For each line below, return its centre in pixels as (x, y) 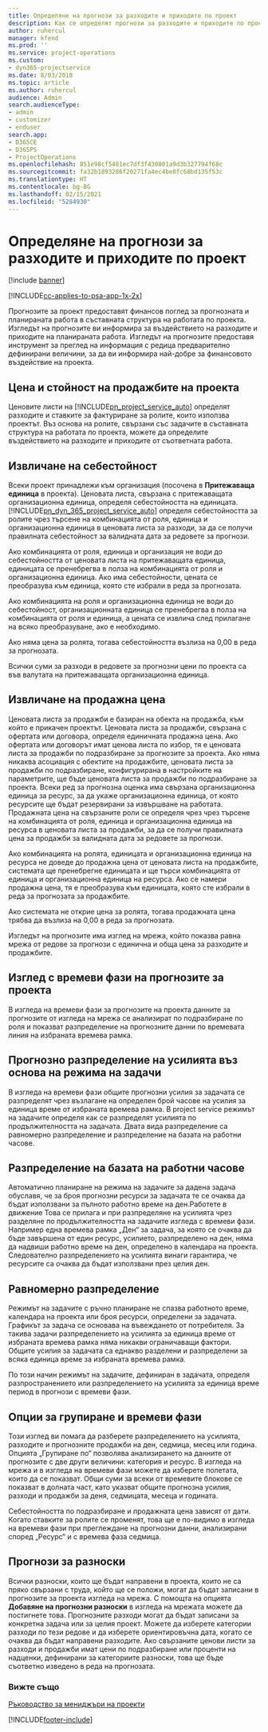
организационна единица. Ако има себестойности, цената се (113, 578)
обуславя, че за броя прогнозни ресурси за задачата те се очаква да (127, 1196)
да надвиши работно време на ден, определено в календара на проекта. (133, 1247)
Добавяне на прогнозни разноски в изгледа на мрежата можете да (126, 1606)
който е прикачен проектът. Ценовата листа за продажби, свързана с (128, 727)
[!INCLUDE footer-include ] (51, 1720)
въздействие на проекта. (51, 362)
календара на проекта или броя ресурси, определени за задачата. (122, 1317)
